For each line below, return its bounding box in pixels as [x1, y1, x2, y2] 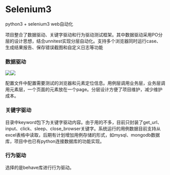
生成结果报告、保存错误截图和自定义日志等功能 [5, 44, 103, 50]
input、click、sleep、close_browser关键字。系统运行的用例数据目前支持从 [5, 125, 161, 132]
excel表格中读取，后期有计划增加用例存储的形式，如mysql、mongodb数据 [5, 132, 160, 138]
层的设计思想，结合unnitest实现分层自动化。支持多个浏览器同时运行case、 [5, 38, 161, 44]
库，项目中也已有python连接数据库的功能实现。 [5, 138, 105, 144]
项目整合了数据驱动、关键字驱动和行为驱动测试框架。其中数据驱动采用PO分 [5, 31, 163, 37]
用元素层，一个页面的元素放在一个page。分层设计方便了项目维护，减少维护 [5, 86, 163, 93]
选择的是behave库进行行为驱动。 [5, 164, 75, 170]
